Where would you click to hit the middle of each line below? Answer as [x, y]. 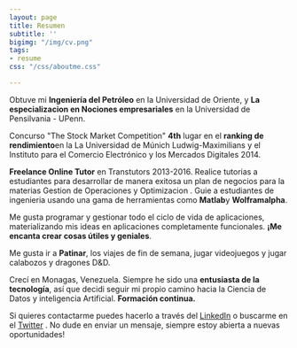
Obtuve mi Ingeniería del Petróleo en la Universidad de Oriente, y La [134, 99]
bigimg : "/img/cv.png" [51, 42]
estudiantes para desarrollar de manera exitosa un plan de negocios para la [147, 181]
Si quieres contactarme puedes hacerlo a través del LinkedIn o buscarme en [148, 315]
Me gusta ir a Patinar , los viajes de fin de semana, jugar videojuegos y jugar [148, 252]
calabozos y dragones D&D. [60, 262]
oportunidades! [37, 334]
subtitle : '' [33, 34]
